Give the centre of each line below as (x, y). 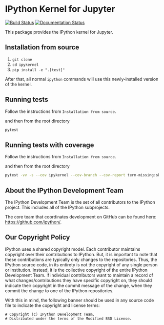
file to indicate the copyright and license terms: (52, 305)
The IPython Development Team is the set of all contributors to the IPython (80, 202)
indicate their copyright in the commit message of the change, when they (79, 285)
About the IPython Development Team (64, 190)
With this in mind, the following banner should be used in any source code (80, 300)
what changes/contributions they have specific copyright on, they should (79, 280)
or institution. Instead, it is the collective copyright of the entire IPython (76, 270)
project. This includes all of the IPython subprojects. (57, 207)
